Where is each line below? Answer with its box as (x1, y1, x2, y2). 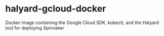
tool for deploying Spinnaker (5, 24, 64, 30)
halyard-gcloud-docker (5, 3, 106, 14)
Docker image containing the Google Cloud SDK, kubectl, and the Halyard (5, 19, 159, 25)
